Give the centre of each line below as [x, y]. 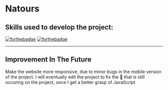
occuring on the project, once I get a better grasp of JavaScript [70, 82]
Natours [22, 9]
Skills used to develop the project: [59, 27]
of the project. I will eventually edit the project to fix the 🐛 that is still [75, 77]
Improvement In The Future [48, 60]
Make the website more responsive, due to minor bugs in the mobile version [83, 71]
